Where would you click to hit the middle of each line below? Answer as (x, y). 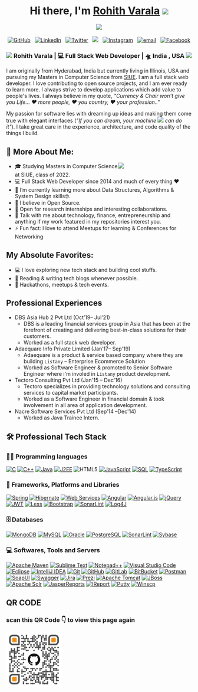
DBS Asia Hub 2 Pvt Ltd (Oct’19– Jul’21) (62, 317)
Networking (29, 237)
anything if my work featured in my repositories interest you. (88, 222)
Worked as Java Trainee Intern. (61, 418)
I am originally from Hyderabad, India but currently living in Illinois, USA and (98, 71)
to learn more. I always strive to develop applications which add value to (94, 90)
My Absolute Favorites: (50, 255)
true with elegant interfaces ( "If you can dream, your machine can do (94, 121)
